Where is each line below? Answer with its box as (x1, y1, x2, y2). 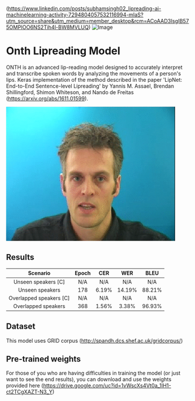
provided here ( (6, 382, 43, 389)
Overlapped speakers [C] (8, 295, 70, 302)
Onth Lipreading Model (6, 44, 120, 58)
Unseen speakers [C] (14, 278, 65, 285)
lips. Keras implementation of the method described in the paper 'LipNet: (6, 76, 183, 83)
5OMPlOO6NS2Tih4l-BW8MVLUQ (6, 24, 89, 31)
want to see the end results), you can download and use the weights (6, 376, 172, 383)
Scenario (28, 270, 51, 277)
